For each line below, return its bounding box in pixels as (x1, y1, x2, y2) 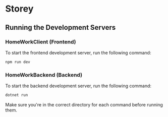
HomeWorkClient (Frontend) (5, 38, 76, 45)
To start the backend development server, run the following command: (5, 83, 152, 89)
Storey (5, 3, 34, 15)
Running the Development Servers (5, 23, 116, 32)
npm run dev (5, 59, 30, 65)
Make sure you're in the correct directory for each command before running (5, 101, 163, 107)
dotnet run (5, 93, 28, 98)
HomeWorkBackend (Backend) (5, 71, 82, 78)
